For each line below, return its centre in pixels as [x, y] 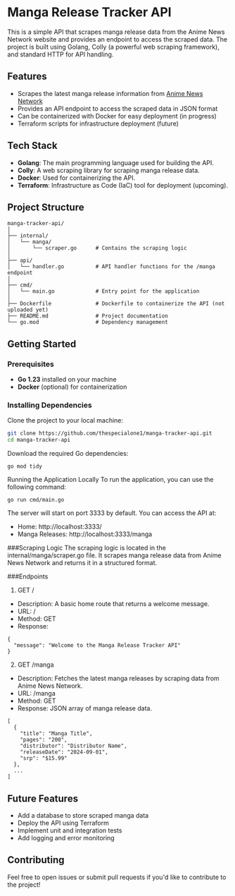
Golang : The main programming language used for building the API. [116, 162]
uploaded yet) [28, 310]
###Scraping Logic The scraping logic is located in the [87, 548]
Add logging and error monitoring [66, 837]
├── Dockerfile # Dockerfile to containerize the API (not [116, 304]
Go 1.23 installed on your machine [67, 380]
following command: [37, 487]
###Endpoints [28, 576]
